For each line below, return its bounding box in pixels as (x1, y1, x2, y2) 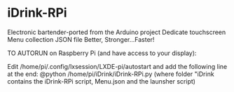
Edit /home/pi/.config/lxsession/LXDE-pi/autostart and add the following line (7, 62, 228, 70)
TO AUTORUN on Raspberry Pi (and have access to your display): (7, 49, 197, 57)
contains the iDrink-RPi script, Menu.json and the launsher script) (7, 77, 196, 85)
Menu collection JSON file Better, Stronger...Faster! (7, 35, 155, 43)
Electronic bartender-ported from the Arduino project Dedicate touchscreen (7, 28, 226, 36)
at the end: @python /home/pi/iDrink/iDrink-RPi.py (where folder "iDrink (7, 70, 215, 78)
